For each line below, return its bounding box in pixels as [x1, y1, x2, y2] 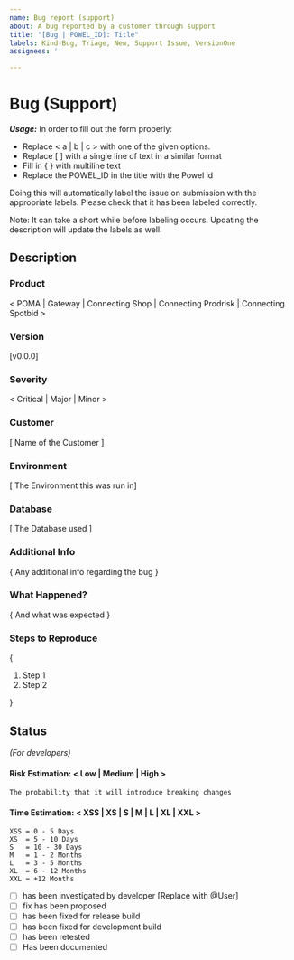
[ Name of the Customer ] [9, 437, 105, 447]
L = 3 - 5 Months [9, 859, 83, 868]
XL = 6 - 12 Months [9, 867, 87, 876]
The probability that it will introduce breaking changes [9, 788, 232, 797]
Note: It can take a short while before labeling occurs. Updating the [9, 214, 259, 226]
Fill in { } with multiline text [22, 160, 122, 172]
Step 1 [22, 670, 46, 681]
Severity [9, 372, 48, 385]
